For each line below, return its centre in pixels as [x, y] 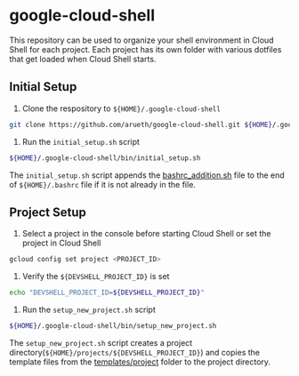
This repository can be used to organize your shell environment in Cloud [141, 40]
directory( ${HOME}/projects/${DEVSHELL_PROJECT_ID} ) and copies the [135, 352]
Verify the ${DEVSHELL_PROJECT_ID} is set [96, 276]
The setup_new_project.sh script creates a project [101, 342]
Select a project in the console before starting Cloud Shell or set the [146, 234]
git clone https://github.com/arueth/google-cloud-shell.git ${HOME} [141, 124]
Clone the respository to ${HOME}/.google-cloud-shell [121, 108]
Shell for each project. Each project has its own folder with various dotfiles [145, 49]
